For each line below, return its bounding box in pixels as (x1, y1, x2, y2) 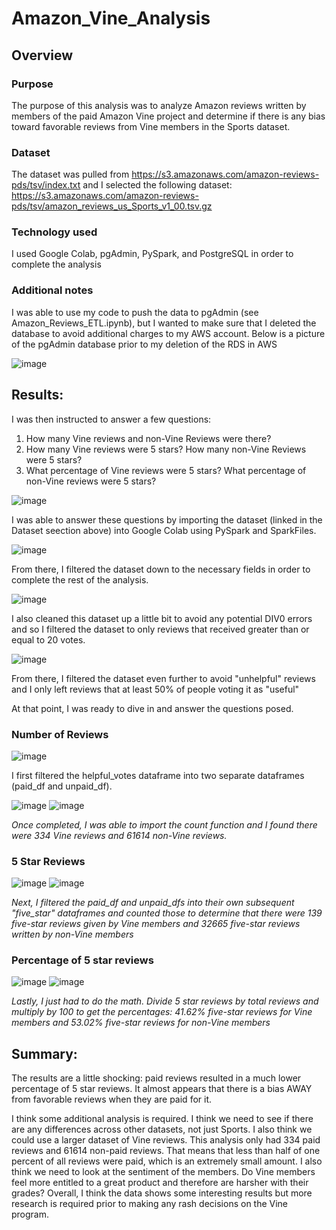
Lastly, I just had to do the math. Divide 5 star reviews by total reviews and (11, 995, 319, 1007)
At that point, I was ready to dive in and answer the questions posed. (11, 702, 294, 714)
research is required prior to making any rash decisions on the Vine (11, 1198, 289, 1210)
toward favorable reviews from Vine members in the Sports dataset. (11, 120, 291, 132)
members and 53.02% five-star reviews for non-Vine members (11, 1017, 271, 1029)
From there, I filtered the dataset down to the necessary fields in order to (11, 563, 311, 575)
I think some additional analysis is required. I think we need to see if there (11, 1113, 314, 1125)
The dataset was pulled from (11, 168, 130, 181)
